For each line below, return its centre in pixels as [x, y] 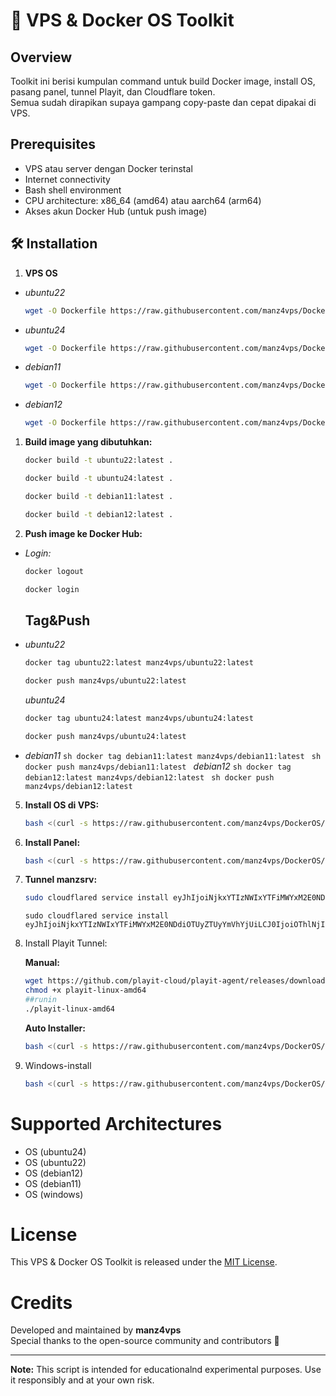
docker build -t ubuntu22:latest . [99, 460]
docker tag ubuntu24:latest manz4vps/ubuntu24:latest [139, 718]
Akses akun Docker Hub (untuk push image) [116, 211]
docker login [52, 589]
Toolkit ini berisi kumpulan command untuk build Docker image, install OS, [163, 81]
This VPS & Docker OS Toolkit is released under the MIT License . [144, 1262]
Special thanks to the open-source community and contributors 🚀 [145, 1341]
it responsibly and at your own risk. [82, 1380]
